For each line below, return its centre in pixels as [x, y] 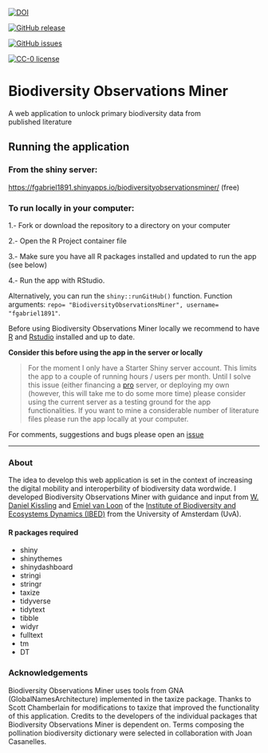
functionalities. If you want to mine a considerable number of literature [143, 410]
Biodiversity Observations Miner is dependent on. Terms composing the [126, 724]
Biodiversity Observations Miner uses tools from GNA [96, 690]
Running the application [69, 147]
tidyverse [35, 601]
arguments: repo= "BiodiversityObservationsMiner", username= [114, 304]
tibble [29, 618]
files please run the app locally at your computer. [108, 419]
